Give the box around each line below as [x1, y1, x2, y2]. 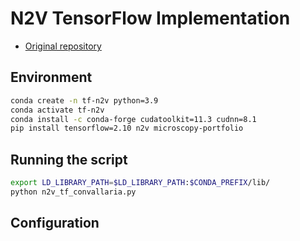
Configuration [10, 215, 100, 232]
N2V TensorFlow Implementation [10, 7, 291, 30]
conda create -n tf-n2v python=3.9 [10, 95, 159, 106]
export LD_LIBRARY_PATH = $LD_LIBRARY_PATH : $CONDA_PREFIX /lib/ [10, 178, 271, 188]
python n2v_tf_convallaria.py [10, 187, 137, 197]
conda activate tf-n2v [10, 105, 105, 115]
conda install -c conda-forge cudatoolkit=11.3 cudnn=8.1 [10, 114, 257, 124]
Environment [10, 69, 93, 86]
